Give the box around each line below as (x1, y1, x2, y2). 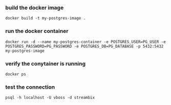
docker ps (5, 71, 27, 77)
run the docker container (5, 28, 69, 35)
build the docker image (5, 4, 64, 11)
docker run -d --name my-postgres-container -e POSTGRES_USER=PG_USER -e (5, 39, 166, 45)
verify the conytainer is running (5, 60, 86, 67)
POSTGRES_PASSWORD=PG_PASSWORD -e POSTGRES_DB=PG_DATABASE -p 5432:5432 (5, 44, 164, 49)
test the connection (5, 83, 55, 91)
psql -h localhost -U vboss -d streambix (5, 95, 95, 100)
